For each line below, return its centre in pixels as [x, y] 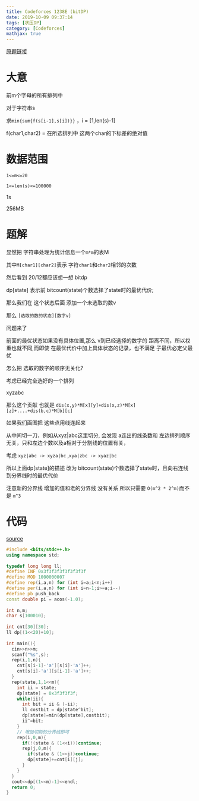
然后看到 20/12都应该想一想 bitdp [47, 277]
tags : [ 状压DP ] [24, 23]
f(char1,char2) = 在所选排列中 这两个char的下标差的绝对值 [77, 133]
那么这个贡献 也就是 [30, 404]
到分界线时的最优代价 [32, 475]
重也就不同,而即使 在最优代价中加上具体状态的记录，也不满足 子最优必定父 [97, 348]
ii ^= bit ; [33, 721]
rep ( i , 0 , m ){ [31, 737]
